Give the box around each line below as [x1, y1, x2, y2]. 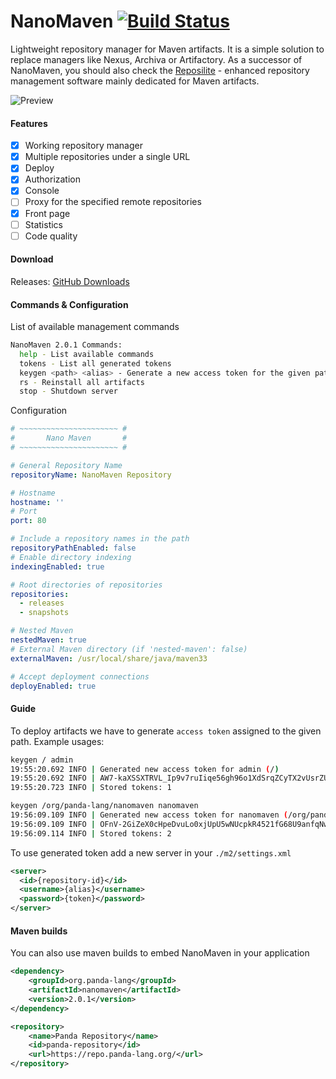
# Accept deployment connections [10, 671, 150, 682]
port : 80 [10, 516, 47, 526]
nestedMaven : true [10, 635, 87, 645]
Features [10, 117, 48, 129]
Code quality [24, 230, 78, 242]
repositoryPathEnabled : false [10, 543, 137, 554]
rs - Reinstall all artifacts [19, 377, 145, 387]
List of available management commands [10, 321, 180, 333]
